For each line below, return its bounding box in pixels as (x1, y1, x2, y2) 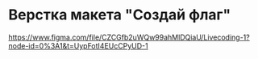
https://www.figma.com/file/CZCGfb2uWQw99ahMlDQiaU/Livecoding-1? (8, 32, 250, 42)
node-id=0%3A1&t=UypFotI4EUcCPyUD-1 (8, 40, 148, 50)
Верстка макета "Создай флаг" (8, 6, 231, 24)
